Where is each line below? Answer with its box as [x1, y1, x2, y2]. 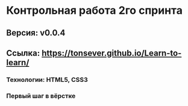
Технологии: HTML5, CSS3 [6, 75, 89, 84]
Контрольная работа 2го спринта [6, 4, 183, 17]
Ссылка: [6, 48, 40, 58]
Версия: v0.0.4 [6, 28, 66, 38]
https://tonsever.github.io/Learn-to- [41, 48, 182, 58]
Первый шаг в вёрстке [6, 92, 76, 100]
